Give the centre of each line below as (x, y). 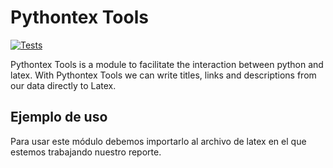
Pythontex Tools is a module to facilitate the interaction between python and (167, 64)
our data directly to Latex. (63, 85)
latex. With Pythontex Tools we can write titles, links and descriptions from (163, 75)
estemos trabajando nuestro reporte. (86, 152)
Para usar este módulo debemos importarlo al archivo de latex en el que (158, 141)
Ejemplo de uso (59, 117)
